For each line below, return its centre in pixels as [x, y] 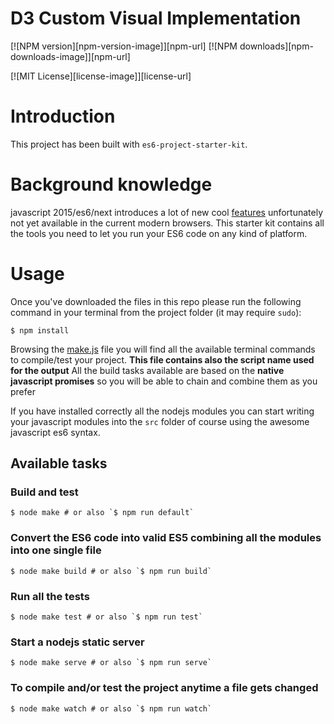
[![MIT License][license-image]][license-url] [101, 76]
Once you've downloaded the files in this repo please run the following [156, 301]
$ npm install [40, 330]
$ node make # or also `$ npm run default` [102, 513]
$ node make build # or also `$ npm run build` [111, 571]
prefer [23, 391]
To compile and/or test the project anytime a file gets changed [164, 688]
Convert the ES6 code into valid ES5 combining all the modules [166, 538]
